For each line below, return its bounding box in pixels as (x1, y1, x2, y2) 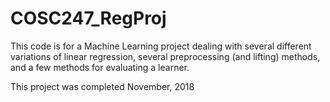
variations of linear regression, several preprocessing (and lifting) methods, (10, 50, 321, 62)
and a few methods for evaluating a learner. (10, 61, 190, 73)
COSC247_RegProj (10, 7, 167, 30)
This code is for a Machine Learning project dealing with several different (10, 40, 312, 52)
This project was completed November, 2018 (10, 80, 195, 92)
